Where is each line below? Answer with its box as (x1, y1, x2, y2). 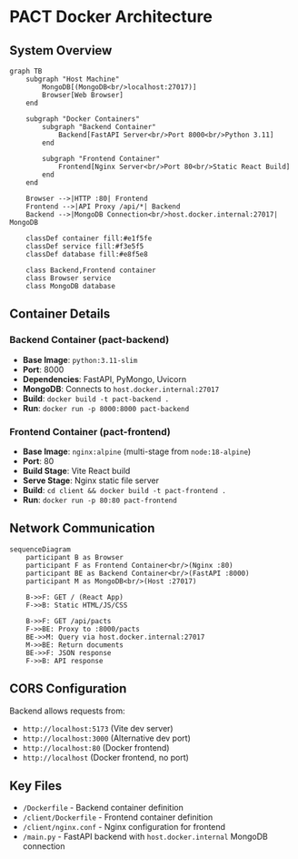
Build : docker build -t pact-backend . (22, 393, 170, 404)
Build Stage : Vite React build (22, 465, 131, 476)
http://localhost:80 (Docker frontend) (22, 742, 170, 753)
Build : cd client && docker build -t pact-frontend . (22, 484, 227, 495)
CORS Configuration (9, 681, 127, 697)
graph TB (9, 66, 43, 76)
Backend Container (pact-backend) (9, 334, 170, 347)
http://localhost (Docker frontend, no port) (22, 752, 189, 763)
